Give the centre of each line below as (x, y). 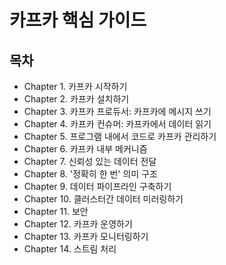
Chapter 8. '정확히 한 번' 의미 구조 (90, 174)
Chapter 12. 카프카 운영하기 (78, 224)
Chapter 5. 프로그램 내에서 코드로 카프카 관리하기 (120, 136)
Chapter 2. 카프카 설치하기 (76, 99)
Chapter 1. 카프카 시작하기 (75, 86)
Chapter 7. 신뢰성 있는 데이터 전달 (90, 161)
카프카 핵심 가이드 (78, 20)
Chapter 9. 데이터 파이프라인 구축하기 (97, 186)
